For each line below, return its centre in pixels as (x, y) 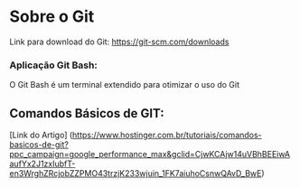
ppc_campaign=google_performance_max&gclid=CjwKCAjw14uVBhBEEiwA (150, 155)
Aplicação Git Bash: (53, 65)
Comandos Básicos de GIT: (87, 113)
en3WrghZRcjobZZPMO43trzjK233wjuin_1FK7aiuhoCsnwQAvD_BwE (136, 174)
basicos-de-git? (39, 145)
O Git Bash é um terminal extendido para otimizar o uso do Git (125, 85)
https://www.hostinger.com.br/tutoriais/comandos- (167, 135)
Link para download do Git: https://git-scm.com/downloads (119, 42)
